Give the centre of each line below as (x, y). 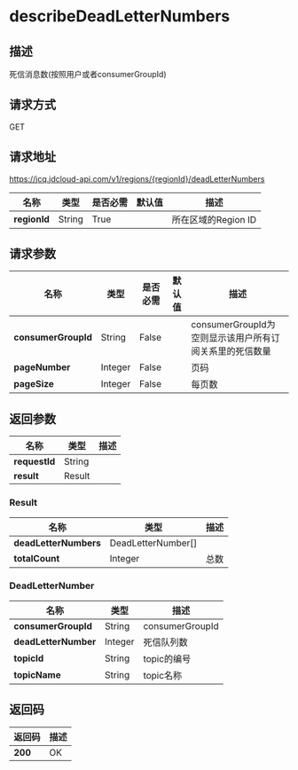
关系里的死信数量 (235, 351)
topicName (37, 674)
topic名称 (163, 675)
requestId (35, 461)
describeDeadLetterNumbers (120, 16)
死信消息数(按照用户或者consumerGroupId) (88, 74)
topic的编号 (167, 658)
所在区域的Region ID (214, 219)
